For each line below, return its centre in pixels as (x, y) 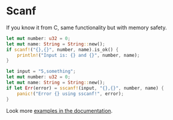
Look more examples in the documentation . (59, 110)
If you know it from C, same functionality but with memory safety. (86, 27)
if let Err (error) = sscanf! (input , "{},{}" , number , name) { (85, 88)
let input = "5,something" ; (41, 72)
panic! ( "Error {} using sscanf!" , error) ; (70, 94)
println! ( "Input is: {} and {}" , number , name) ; (78, 55)
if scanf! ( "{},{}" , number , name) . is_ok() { (62, 50)
